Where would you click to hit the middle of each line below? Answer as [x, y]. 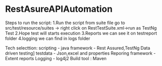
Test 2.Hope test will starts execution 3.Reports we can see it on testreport [81, 33]
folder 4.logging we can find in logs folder [48, 38]
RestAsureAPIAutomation [59, 9]
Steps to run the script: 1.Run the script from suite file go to [65, 23]
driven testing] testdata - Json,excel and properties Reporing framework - [81, 53]
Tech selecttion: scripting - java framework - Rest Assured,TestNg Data [78, 48]
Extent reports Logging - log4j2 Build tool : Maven [56, 58]
